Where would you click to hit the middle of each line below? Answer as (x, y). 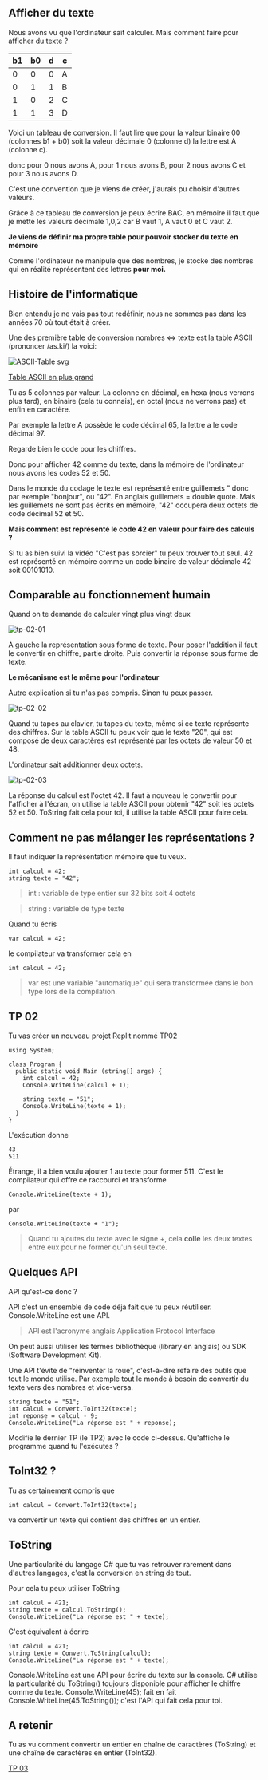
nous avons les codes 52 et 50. (60, 472)
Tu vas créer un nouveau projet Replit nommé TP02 (93, 1036)
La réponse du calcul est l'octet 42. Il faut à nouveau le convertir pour (123, 795)
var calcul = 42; (37, 939)
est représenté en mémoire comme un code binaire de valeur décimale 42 (130, 561)
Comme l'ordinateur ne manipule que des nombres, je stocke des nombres (131, 260)
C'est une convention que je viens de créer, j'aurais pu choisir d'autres (124, 189)
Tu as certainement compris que (61, 1490)
